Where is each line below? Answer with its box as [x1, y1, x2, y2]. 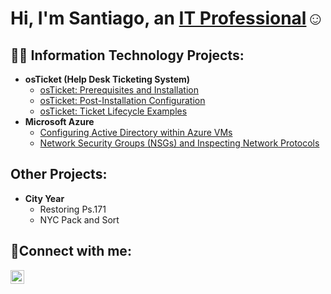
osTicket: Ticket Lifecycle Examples [39, 105, 188, 117]
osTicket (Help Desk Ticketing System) [24, 73, 191, 85]
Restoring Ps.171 [39, 203, 107, 215]
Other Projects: [10, 166, 108, 183]
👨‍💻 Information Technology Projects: [10, 47, 245, 64]
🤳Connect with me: [10, 243, 132, 260]
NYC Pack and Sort [39, 213, 120, 226]
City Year [24, 192, 65, 204]
